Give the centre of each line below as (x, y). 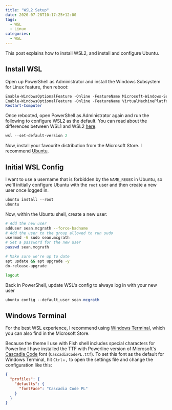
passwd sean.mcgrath (27, 247)
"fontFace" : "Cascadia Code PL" (53, 389)
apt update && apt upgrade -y (38, 261)
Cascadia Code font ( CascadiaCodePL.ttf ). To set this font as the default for (85, 354)
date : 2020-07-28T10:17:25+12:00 (41, 15)
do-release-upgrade (26, 266)
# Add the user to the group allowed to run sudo (59, 233)
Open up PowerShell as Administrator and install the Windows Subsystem (83, 81)
